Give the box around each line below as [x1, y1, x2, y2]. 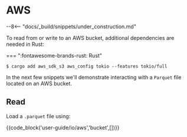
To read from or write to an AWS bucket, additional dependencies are [6, 34, 175, 41]
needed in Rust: [6, 41, 44, 48]
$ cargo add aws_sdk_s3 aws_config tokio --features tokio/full [6, 63, 168, 69]
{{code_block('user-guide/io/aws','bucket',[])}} [6, 124, 120, 131]
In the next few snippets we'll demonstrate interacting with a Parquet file [6, 73, 182, 81]
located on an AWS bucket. [6, 80, 73, 87]
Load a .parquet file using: [6, 112, 71, 119]
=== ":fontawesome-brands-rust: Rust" [6, 52, 102, 59]
